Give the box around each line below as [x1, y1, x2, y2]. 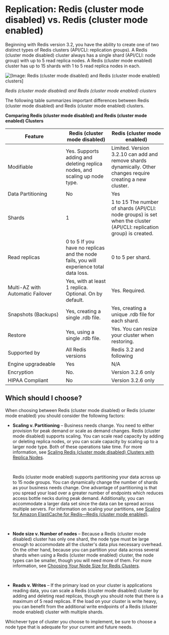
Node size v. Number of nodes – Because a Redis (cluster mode [12, 531, 146, 537]
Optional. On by [65, 290, 103, 297]
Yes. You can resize [111, 325, 157, 332]
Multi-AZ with [8, 284, 41, 291]
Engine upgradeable [8, 360, 56, 367]
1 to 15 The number [111, 198, 159, 205]
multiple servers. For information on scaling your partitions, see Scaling [12, 506, 161, 512]
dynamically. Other [111, 163, 156, 170]
